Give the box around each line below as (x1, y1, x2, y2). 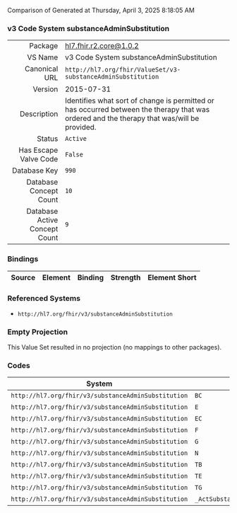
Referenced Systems (7, 293, 81, 303)
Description (20, 109, 59, 119)
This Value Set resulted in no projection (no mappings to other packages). (7, 343, 222, 352)
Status (36, 134, 59, 144)
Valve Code (20, 154, 59, 164)
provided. (64, 122, 97, 132)
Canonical (24, 64, 59, 74)
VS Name (27, 52, 59, 62)
